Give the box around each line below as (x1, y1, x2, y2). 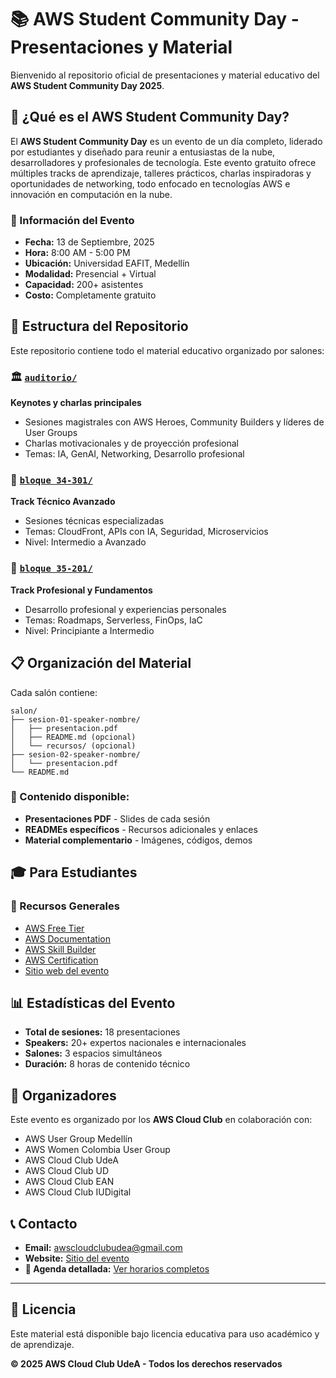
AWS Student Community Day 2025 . (10, 79, 165, 91)
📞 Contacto (10, 1215, 78, 1232)
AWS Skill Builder (24, 943, 97, 955)
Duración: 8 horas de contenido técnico (24, 1058, 191, 1070)
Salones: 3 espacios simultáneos (24, 1047, 163, 1060)
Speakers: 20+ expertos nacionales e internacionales (24, 1037, 247, 1049)
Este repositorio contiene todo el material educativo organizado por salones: (10, 344, 325, 356)
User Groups (24, 427, 78, 439)
